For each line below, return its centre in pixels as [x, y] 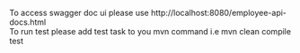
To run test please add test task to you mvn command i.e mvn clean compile [150, 31]
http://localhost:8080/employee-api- [219, 13]
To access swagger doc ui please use [79, 13]
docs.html [28, 22]
